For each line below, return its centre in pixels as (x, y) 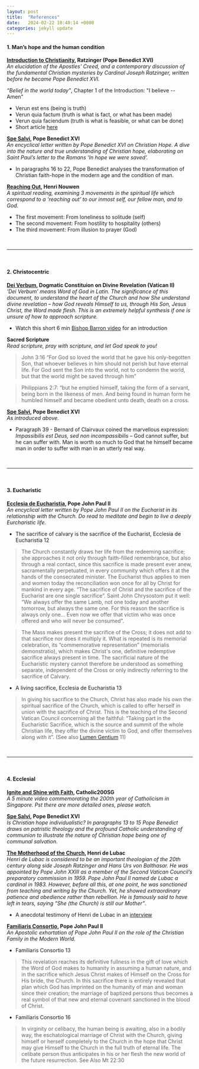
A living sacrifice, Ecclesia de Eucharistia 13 (68, 688)
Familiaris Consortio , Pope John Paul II (55, 926)
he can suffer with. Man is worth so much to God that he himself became (104, 442)
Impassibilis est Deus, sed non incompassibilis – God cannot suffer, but (102, 435)
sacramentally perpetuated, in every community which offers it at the (105, 570)
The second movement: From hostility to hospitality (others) (88, 223)
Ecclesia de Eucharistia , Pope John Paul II (59, 503)
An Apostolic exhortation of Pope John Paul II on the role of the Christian (95, 933)
